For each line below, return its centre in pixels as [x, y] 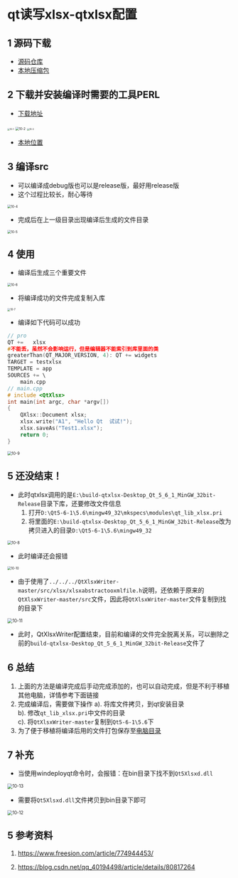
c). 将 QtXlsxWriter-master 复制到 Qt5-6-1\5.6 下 [86, 722]
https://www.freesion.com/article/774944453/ [86, 853]
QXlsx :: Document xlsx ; [54, 415]
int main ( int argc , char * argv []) [59, 402]
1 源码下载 [29, 43]
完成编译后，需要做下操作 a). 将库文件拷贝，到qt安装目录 [101, 704]
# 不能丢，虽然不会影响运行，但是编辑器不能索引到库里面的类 [83, 349]
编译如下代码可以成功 [49, 322]
